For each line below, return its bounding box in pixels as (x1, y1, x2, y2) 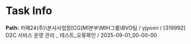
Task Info (5, 4, 53, 18)
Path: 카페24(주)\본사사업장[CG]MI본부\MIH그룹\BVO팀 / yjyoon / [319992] (5, 24, 186, 31)
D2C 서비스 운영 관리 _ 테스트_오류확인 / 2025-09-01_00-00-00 (5, 31, 158, 39)
